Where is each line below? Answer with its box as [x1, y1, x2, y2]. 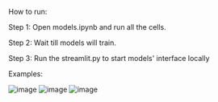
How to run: [8, 7, 48, 16]
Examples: [8, 69, 43, 79]
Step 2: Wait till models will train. [8, 38, 117, 47]
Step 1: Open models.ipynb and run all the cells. [8, 22, 167, 31]
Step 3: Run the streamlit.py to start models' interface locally [8, 54, 210, 63]
